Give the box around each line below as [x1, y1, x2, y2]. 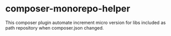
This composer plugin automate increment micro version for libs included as [5, 19, 166, 25]
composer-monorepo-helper [5, 3, 131, 14]
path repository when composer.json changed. [5, 24, 104, 30]
